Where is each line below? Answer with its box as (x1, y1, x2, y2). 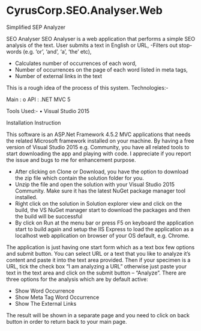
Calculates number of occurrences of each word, (14, 60, 137, 67)
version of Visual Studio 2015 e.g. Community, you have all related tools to (6, 143, 190, 150)
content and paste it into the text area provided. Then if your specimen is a (6, 256, 191, 264)
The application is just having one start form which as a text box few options (6, 243, 195, 250)
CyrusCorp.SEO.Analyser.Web (6, 4, 163, 17)
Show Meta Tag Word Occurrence (14, 293, 100, 301)
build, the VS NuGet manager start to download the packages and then (14, 206, 191, 214)
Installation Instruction (6, 119, 61, 126)
